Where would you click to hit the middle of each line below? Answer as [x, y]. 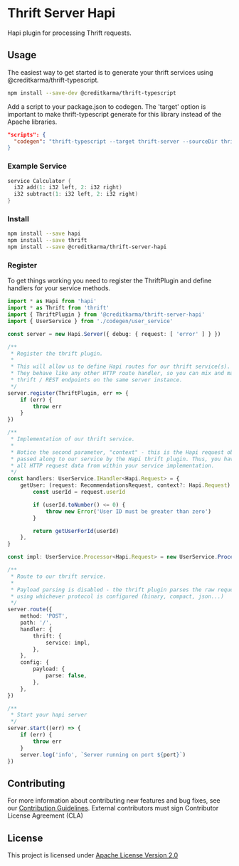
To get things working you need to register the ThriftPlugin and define [110, 281]
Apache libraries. [32, 122]
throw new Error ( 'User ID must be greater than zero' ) [128, 511]
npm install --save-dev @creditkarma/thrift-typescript [92, 93]
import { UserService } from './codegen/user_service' [90, 321]
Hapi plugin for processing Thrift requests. [69, 33]
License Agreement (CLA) [46, 815]
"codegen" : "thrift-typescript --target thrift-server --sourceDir [116, 141]
